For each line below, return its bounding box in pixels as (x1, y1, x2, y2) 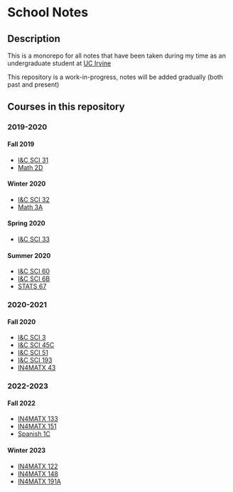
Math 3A (17, 203, 43, 211)
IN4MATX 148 (17, 469, 59, 478)
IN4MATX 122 (17, 461, 58, 470)
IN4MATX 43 (17, 363, 56, 372)
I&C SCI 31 (17, 156, 48, 164)
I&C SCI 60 (17, 267, 50, 276)
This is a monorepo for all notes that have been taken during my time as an (7, 51, 226, 60)
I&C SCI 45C (17, 341, 55, 349)
